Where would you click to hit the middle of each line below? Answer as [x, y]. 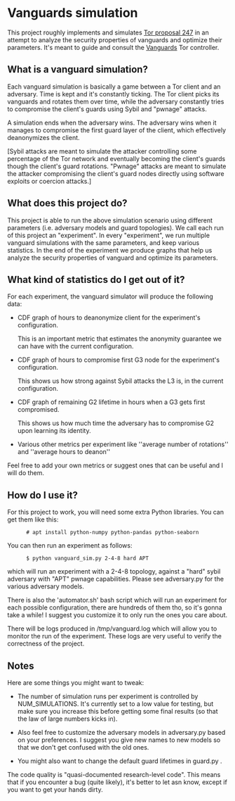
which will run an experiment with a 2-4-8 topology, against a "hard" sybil [114, 572]
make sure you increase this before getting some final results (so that [117, 711]
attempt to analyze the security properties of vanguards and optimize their [115, 39]
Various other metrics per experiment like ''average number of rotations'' [123, 444]
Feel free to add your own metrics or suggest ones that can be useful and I [115, 465]
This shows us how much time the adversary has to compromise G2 [115, 423]
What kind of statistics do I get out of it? [96, 279]
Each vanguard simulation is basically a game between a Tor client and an [114, 87]
